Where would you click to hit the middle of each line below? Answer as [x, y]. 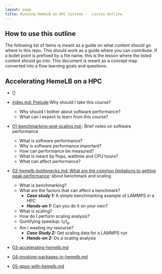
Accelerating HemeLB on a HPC [54, 81]
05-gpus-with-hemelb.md [38, 266]
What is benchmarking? [43, 185]
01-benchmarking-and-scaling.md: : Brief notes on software [72, 126]
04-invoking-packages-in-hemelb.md [50, 257]
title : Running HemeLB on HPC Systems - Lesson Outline [64, 14]
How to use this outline [40, 34]
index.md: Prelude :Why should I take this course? [61, 102]
